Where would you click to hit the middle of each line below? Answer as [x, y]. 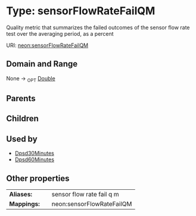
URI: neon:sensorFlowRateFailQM [47, 45]
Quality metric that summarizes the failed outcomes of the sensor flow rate [98, 27]
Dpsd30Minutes [35, 154]
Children [22, 119]
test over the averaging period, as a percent [60, 33]
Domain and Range [42, 64]
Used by [22, 139]
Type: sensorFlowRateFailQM [81, 11]
